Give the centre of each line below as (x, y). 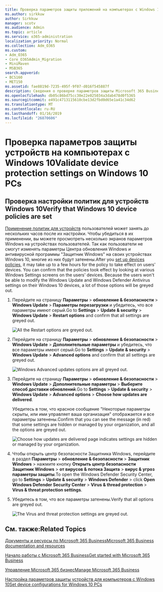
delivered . (22, 399)
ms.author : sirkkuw (25, 14)
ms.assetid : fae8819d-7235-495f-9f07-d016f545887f (57, 86)
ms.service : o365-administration (39, 37)
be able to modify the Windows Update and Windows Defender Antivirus (78, 280)
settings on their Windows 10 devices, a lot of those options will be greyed (79, 285)
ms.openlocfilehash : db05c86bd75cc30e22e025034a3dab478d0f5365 (70, 95)
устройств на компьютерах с (67, 152)
